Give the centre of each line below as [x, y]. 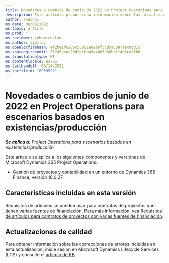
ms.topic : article [24, 29]
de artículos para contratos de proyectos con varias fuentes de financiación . [84, 216]
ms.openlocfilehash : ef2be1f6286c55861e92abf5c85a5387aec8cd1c [73, 47]
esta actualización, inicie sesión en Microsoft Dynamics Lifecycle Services [82, 249]
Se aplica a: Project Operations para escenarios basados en [68, 142]
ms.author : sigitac [26, 43]
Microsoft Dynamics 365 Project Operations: [51, 162]
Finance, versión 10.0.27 [38, 177]
